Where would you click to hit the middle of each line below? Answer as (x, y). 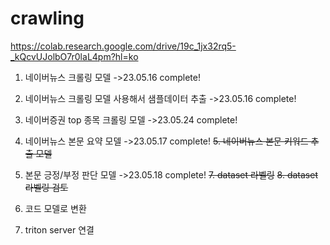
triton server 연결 (59, 229)
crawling (47, 18)
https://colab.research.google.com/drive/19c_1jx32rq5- (123, 46)
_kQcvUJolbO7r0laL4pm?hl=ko (74, 56)
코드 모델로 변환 (55, 208)
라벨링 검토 (46, 187)
